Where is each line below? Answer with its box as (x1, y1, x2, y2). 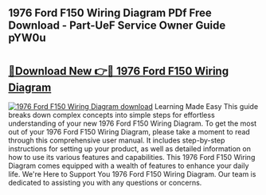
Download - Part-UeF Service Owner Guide (8, 19, 226, 33)
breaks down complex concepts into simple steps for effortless (8, 111, 215, 119)
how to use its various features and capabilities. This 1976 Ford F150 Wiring (8, 153, 256, 162)
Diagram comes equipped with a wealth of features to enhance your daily (8, 161, 249, 170)
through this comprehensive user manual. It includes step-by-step (8, 135, 225, 145)
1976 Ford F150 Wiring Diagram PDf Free (8, 6, 213, 20)
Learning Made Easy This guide (154, 102, 259, 111)
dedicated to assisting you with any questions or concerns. (8, 178, 202, 187)
